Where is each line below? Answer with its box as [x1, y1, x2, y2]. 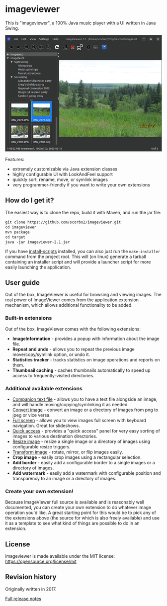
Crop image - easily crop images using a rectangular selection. [12, 454, 142, 460]
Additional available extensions [5, 385, 83, 392]
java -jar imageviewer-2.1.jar [5, 240, 70, 245]
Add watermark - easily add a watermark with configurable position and [12, 470, 161, 476]
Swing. [5, 25, 19, 31]
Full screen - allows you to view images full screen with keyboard [12, 417, 147, 423]
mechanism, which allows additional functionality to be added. [5, 302, 133, 308]
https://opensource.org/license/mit [5, 558, 77, 565]
